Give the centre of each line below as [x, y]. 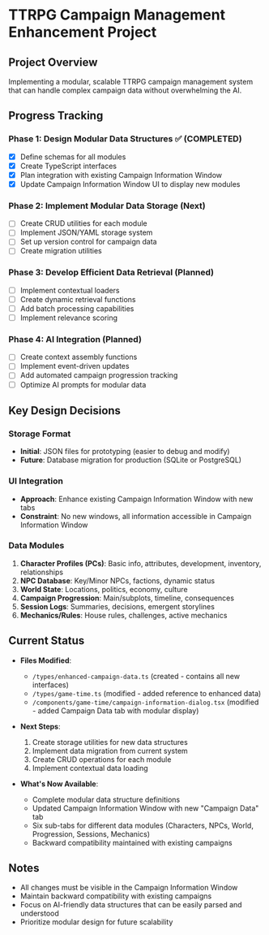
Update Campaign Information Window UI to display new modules [130, 184]
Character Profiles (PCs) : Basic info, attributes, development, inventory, [141, 563]
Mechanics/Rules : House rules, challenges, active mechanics [124, 615]
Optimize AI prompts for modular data [83, 384]
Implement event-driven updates [75, 366]
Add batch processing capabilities [77, 308]
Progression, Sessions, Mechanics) [91, 833]
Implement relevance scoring [69, 318]
